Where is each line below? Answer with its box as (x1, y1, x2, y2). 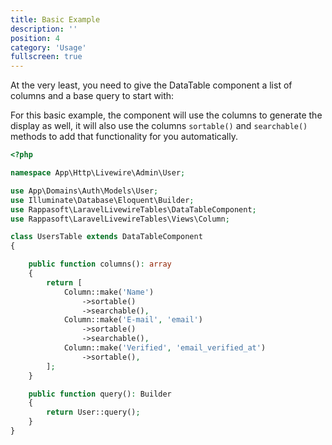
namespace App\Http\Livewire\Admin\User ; (10, 168, 186, 178)
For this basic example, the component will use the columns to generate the (10, 109, 323, 121)
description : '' (10, 24, 78, 34)
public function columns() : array (28, 259, 172, 270)
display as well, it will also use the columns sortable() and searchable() (10, 120, 308, 132)
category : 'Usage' (10, 42, 87, 53)
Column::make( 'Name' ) (63, 287, 155, 297)
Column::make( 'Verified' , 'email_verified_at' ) (63, 343, 267, 353)
